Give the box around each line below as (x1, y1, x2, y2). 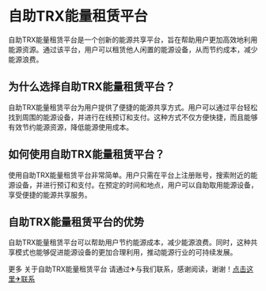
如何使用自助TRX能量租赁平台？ (8, 148, 165, 161)
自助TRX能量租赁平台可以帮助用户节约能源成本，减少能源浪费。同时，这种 (8, 238, 251, 248)
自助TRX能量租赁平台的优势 (8, 215, 145, 229)
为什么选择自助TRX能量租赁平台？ (8, 80, 176, 93)
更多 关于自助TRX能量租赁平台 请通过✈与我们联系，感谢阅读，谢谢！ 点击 (8, 264, 247, 274)
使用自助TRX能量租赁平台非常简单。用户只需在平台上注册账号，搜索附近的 (8, 170, 251, 180)
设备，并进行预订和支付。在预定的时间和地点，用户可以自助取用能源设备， (14, 180, 258, 190)
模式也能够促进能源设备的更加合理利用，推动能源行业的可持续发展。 (14, 248, 237, 257)
